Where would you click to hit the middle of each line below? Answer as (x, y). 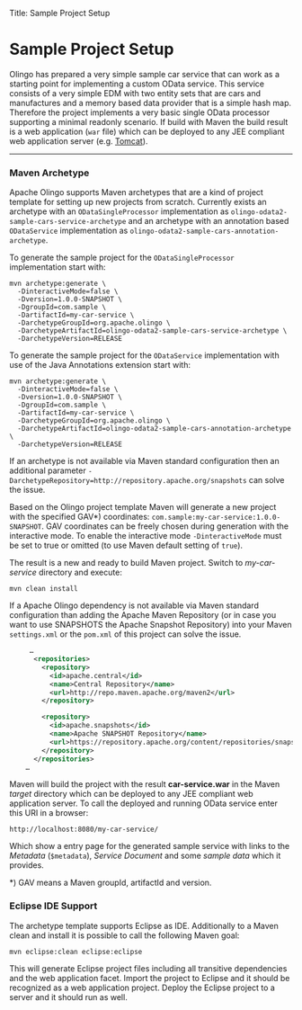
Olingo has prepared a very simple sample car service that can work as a (145, 74)
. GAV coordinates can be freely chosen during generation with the (165, 526)
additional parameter (48, 470)
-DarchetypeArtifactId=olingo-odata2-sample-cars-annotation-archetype (155, 429)
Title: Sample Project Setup (60, 13)
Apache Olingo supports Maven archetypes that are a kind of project (136, 192)
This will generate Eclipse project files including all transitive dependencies (148, 968)
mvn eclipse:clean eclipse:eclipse (76, 952)
